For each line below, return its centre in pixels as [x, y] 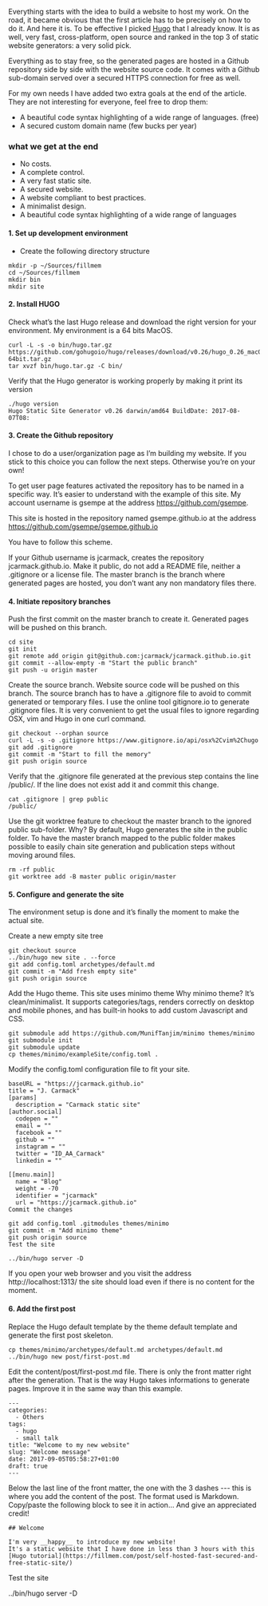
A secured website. [51, 189]
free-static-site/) [41, 1563]
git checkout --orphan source [59, 734]
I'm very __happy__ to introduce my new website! [93, 1542]
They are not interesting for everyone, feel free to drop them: [108, 102]
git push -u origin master [53, 670]
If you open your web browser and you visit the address [100, 1274]
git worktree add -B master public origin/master [93, 877]
